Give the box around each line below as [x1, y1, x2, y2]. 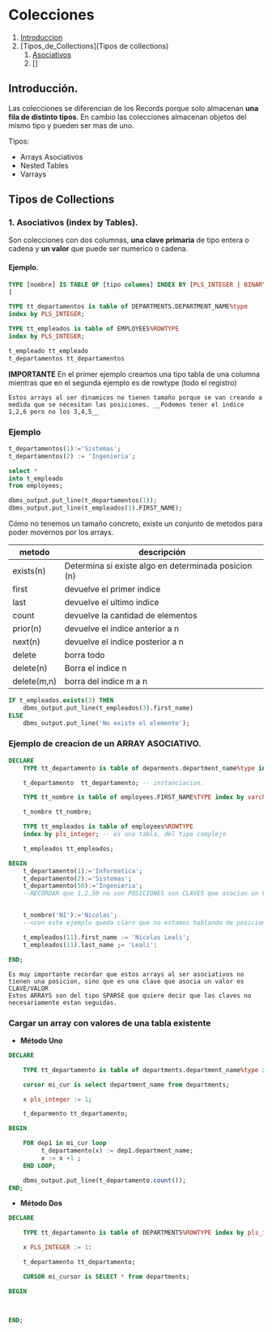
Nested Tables [19, 160, 69, 170]
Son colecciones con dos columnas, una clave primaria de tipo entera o [8, 235, 249, 245]
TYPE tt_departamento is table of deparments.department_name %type [23, 764, 255, 772]
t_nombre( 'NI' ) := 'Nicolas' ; [23, 911, 117, 920]
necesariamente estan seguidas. [8, 998, 117, 1006]
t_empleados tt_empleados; [23, 844, 114, 852]
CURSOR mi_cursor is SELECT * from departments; [23, 1272, 190, 1281]
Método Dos [19, 1198, 63, 1208]
